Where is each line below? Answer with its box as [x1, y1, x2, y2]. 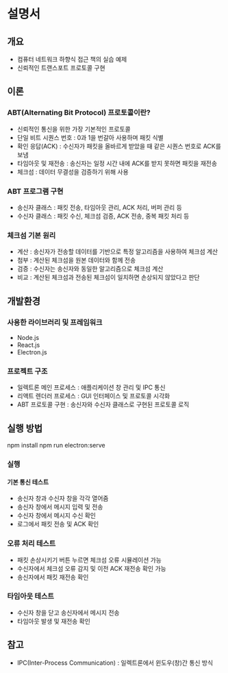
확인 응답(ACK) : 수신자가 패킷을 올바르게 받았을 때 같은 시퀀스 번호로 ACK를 [16, 142, 221, 150]
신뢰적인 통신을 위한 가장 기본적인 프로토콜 [16, 125, 131, 133]
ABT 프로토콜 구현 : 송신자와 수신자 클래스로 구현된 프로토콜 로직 [16, 400, 190, 408]
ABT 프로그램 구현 [7, 186, 64, 196]
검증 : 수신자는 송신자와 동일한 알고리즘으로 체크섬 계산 [16, 265, 164, 273]
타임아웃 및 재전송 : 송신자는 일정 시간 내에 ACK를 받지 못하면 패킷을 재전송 [16, 159, 218, 167]
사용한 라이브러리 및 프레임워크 [7, 317, 103, 327]
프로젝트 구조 [7, 366, 48, 376]
